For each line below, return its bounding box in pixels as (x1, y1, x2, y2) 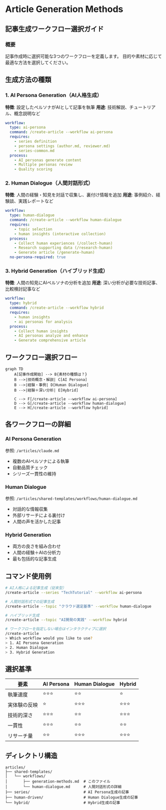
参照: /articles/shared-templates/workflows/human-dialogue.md (5, 495, 137, 501)
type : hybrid (9, 301, 37, 306)
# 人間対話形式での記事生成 (5, 599, 55, 604)
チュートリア (129, 104, 156, 110)
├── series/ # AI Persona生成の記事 (5, 789, 129, 795)
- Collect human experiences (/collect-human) (14, 241, 113, 246)
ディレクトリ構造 (5, 751, 57, 760)
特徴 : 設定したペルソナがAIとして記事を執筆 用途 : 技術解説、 (5, 104, 129, 110)
